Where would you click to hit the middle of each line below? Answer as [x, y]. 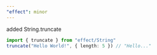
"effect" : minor [27, 12]
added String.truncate [34, 29]
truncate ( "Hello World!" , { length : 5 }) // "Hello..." [79, 46]
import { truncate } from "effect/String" [61, 40]
